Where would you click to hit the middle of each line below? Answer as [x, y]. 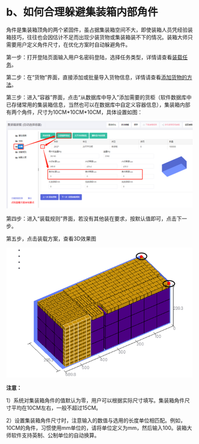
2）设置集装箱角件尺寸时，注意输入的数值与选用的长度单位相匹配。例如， [96, 421]
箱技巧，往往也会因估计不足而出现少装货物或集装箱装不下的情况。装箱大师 [97, 37]
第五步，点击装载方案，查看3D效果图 [51, 239]
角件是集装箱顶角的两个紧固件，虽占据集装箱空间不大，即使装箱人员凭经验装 [99, 30]
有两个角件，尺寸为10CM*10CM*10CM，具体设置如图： [75, 112]
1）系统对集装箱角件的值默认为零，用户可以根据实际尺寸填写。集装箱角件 [95, 401]
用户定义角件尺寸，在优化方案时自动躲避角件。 [73, 45]
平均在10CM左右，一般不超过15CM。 [56, 408]
